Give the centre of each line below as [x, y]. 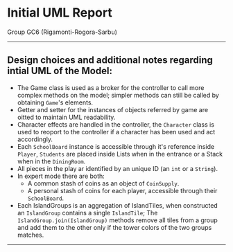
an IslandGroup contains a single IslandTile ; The [87, 213]
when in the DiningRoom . [51, 161]
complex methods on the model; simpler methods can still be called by [118, 95]
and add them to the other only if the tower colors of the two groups [114, 227]
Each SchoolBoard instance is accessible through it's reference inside [116, 146]
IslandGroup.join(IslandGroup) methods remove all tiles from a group [118, 220]
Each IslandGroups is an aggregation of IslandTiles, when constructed [118, 205]
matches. [31, 235]
